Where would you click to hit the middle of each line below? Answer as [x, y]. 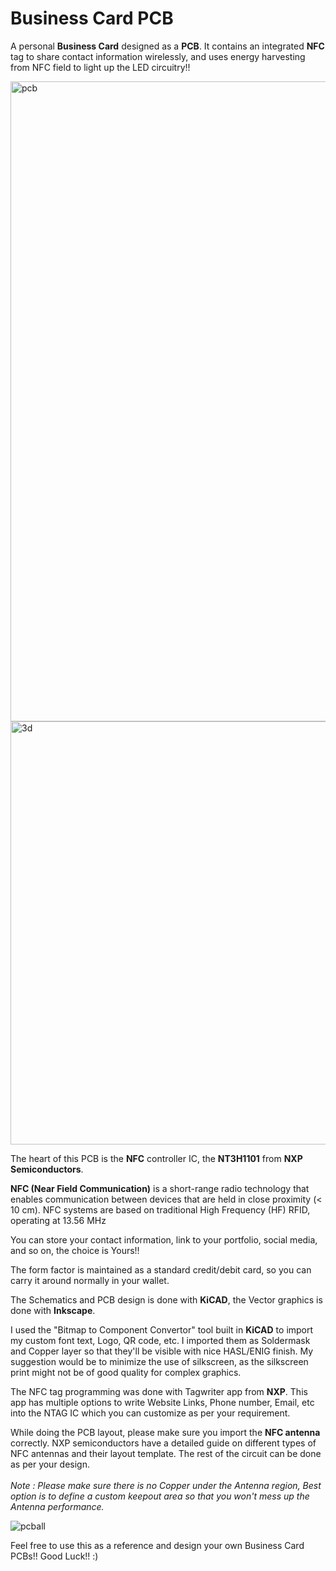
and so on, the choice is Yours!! [75, 1250]
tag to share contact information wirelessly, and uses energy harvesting [158, 56]
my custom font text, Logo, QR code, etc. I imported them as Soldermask [160, 1340]
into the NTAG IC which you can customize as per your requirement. [150, 1413]
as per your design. [50, 1464]
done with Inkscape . [53, 1310]
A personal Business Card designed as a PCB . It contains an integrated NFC [167, 46]
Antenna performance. [57, 1506]
